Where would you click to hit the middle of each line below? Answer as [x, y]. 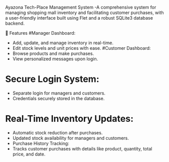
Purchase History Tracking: [41, 143]
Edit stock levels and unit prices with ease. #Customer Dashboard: [82, 48]
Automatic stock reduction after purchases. [58, 132]
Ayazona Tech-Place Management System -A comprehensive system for [81, 7]
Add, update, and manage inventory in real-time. [63, 43]
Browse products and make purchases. [53, 53]
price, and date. [29, 154]
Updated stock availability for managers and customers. [71, 138]
